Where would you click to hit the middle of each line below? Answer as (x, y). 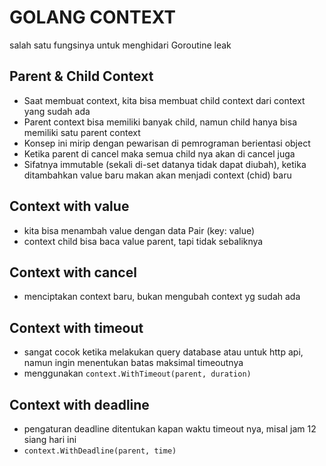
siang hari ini (50, 439)
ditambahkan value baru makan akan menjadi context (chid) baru (157, 175)
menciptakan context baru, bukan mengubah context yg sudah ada (162, 297)
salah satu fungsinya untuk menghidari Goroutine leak (120, 45)
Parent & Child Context (81, 76)
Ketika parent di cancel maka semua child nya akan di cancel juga (159, 153)
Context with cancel (73, 272)
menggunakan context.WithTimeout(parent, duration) (137, 373)
